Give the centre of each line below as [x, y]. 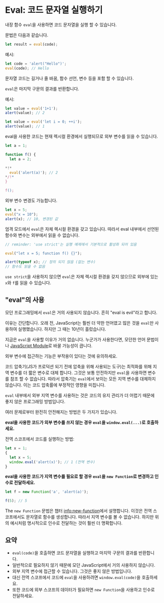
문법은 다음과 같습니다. [27, 35]
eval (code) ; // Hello [27, 68]
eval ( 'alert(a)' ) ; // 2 [34, 172]
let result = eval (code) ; [31, 44]
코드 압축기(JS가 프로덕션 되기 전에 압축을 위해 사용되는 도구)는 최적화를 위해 [78, 367]
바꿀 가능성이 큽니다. [73, 346]
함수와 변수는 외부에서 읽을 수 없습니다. [42, 235]
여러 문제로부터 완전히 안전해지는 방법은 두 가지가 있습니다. [61, 412]
